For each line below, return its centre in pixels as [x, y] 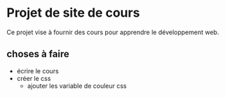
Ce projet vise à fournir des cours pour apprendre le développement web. [113, 32]
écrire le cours [37, 70]
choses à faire [38, 54]
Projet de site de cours [73, 13]
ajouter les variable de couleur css [77, 86]
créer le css [34, 78]
